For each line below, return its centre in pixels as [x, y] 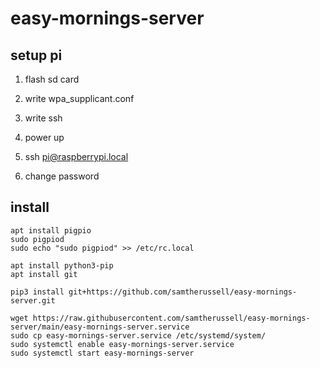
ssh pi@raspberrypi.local [76, 156]
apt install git [44, 274]
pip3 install [37, 292]
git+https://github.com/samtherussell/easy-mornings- [183, 292]
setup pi [36, 55]
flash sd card [52, 79]
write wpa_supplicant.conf [79, 98]
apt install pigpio [51, 230]
